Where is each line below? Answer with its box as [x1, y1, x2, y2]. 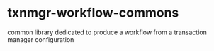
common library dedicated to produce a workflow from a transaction [7, 28, 208, 36]
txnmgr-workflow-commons [7, 5, 179, 21]
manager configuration [7, 35, 74, 43]
